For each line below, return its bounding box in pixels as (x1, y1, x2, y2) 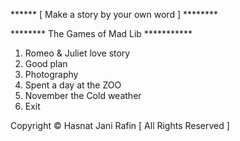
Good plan (24, 58, 68, 69)
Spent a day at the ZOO (24, 79, 122, 91)
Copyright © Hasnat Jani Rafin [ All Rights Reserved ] (10, 120, 230, 131)
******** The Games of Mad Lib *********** (10, 28, 193, 39)
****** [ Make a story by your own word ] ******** (10, 9, 219, 20)
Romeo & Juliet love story (24, 47, 131, 59)
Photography (24, 69, 79, 80)
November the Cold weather (24, 90, 142, 101)
